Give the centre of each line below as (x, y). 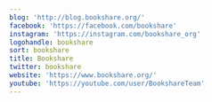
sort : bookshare (39, 51)
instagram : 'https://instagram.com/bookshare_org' (105, 34)
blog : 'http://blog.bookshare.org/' (77, 17)
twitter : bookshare (45, 67)
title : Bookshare (41, 59)
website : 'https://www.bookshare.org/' (83, 75)
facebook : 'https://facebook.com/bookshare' (93, 26)
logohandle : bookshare (51, 42)
